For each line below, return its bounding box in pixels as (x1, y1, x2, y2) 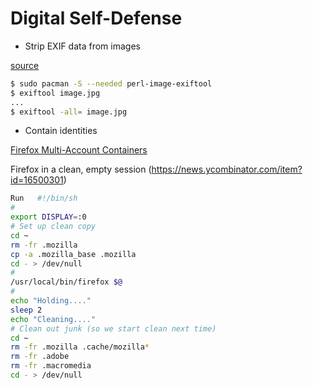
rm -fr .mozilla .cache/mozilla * (10, 342, 150, 352)
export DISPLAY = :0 (10, 212, 87, 222)
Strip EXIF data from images (24, 40, 141, 52)
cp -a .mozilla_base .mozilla (10, 249, 137, 259)
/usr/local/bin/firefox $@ (10, 277, 123, 287)
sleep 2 (10, 305, 43, 315)
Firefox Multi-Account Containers (10, 144, 148, 156)
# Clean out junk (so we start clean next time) (10, 323, 217, 334)
